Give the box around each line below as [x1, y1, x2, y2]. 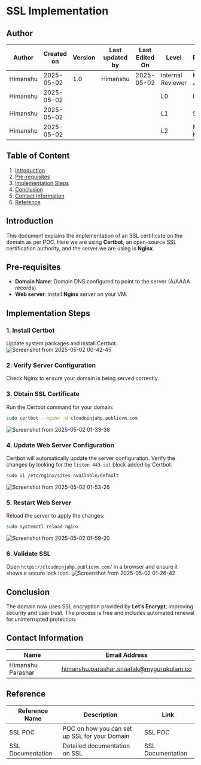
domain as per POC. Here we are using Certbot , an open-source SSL [6, 238, 176, 246]
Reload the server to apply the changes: [6, 512, 105, 519]
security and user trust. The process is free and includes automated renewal [6, 609, 194, 617]
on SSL [62, 749, 83, 757]
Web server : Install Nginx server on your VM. [14, 291, 127, 298]
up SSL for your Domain [62, 731, 130, 740]
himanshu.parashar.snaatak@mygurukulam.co [61, 665, 192, 673]
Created [43, 50, 67, 58]
